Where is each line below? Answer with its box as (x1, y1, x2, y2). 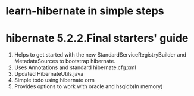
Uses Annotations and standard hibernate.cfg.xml (14, 64, 136, 71)
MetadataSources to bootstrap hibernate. (14, 58, 116, 65)
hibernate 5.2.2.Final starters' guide (5, 32, 189, 45)
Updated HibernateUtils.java (14, 70, 84, 78)
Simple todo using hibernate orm (14, 76, 95, 84)
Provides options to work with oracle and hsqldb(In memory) (14, 83, 163, 90)
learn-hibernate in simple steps (5, 4, 164, 18)
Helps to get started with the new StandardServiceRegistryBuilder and (14, 51, 187, 58)
